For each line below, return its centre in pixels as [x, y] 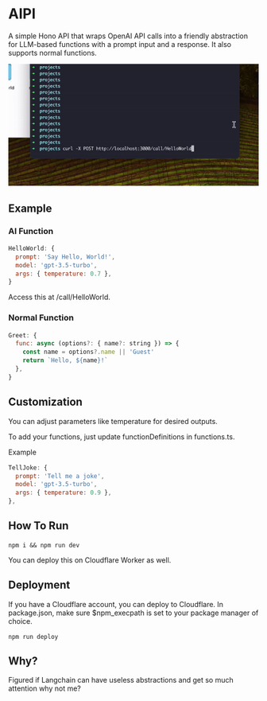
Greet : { [23, 335]
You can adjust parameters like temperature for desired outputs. [113, 421]
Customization [46, 402]
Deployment [39, 585]
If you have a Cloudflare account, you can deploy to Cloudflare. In [116, 604]
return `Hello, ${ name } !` [66, 360]
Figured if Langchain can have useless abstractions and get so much [121, 680]
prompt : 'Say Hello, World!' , [65, 257]
